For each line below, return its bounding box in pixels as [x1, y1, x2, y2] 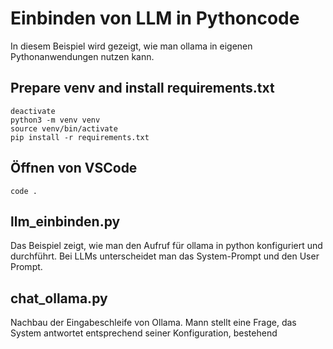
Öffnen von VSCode [10, 160, 138, 177]
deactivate [10, 106, 56, 116]
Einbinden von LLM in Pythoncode [10, 7, 300, 30]
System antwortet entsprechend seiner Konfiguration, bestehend [10, 327, 278, 339]
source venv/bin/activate [10, 123, 118, 134]
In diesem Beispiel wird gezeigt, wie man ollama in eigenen [10, 40, 253, 52]
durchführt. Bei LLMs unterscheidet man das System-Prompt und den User [10, 250, 320, 262]
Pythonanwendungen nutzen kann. [10, 50, 155, 62]
